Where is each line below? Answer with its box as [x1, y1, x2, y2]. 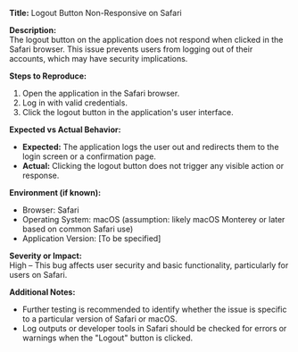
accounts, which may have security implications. [9, 54, 188, 63]
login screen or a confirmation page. [21, 151, 156, 162]
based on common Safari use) [21, 223, 134, 234]
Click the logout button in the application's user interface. [21, 107, 234, 117]
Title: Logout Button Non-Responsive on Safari [9, 8, 182, 18]
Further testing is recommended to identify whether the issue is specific [21, 304, 287, 314]
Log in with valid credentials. [21, 97, 128, 108]
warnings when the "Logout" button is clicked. [21, 332, 194, 343]
